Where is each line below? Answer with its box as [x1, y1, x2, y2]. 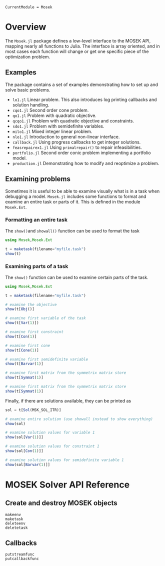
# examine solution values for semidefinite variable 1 [5, 457, 124, 462]
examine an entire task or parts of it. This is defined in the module [5, 198, 141, 204]
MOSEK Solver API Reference [5, 479, 130, 490]
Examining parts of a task [5, 263, 68, 270]
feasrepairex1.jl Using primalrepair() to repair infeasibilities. [12, 144, 142, 150]
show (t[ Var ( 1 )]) [5, 320, 39, 325]
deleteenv [5, 520, 26, 526]
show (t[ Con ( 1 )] [5, 334, 37, 339]
